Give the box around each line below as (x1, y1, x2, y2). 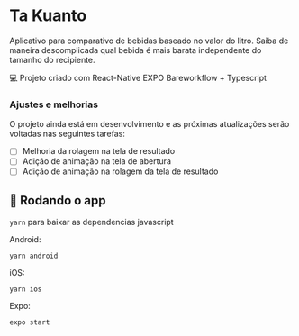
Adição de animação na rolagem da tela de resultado (22, 166, 219, 177)
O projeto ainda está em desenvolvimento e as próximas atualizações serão (9, 119, 290, 130)
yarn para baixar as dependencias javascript (9, 217, 174, 228)
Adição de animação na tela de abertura (22, 156, 171, 167)
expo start (9, 318, 50, 327)
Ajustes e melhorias (9, 98, 99, 111)
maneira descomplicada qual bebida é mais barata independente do (9, 44, 262, 55)
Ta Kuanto (9, 5, 87, 26)
